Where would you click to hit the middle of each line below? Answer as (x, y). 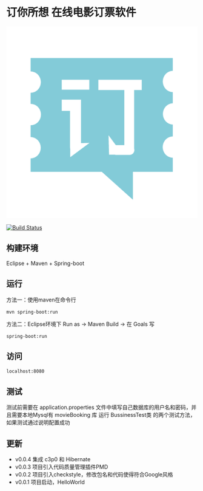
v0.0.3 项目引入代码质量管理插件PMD (62, 467)
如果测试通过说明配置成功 (38, 422)
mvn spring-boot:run (32, 312)
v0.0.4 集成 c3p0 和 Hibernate (53, 459)
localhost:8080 (25, 371)
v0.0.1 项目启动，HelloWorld (50, 482)
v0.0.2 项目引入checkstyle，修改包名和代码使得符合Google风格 (94, 474)
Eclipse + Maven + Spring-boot (45, 263)
